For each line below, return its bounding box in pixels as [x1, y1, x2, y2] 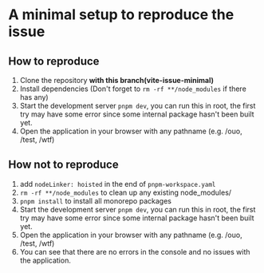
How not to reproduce [8, 158, 119, 172]
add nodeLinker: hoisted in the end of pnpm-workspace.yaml [19, 179, 216, 188]
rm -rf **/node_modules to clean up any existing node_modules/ [19, 188, 232, 197]
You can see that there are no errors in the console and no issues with [19, 247, 250, 256]
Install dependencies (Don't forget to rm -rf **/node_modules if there [19, 84, 247, 93]
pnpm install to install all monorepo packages [19, 196, 171, 205]
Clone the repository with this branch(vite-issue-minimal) [19, 76, 214, 85]
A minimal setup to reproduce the [8, 6, 234, 24]
